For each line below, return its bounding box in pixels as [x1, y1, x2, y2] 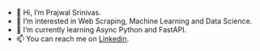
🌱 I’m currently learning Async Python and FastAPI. [15, 25, 187, 34]
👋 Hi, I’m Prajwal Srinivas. [15, 8, 101, 17]
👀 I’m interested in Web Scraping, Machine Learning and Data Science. [15, 16, 253, 26]
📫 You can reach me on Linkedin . [15, 34, 130, 44]
